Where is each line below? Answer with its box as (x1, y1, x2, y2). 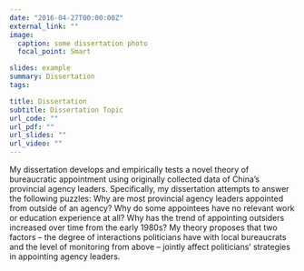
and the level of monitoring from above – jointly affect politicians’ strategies (9, 242, 290, 252)
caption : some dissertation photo (17, 38, 148, 48)
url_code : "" (9, 114, 59, 123)
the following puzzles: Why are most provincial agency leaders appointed (9, 193, 284, 204)
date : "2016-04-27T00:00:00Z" (9, 13, 124, 23)
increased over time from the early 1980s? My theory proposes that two (9, 222, 279, 233)
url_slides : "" (9, 131, 67, 140)
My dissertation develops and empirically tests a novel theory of (9, 165, 250, 175)
